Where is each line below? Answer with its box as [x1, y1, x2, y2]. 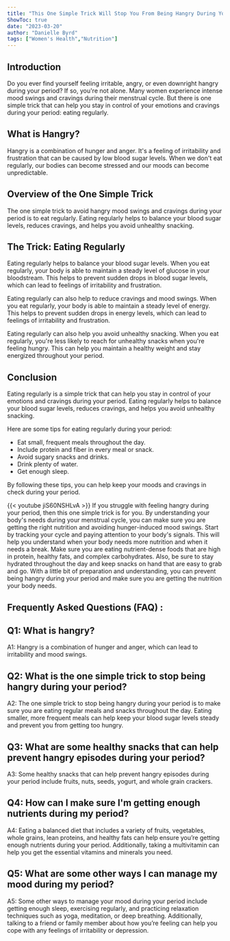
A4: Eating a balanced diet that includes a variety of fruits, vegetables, [7, 826, 205, 835]
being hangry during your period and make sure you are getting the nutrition [7, 574, 222, 582]
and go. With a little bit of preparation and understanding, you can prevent [7, 567, 216, 576]
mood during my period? [7, 878, 114, 890]
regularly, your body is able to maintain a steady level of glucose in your [7, 267, 210, 275]
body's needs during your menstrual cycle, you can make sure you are [7, 516, 206, 524]
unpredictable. [7, 168, 48, 177]
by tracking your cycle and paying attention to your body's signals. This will [7, 530, 220, 539]
